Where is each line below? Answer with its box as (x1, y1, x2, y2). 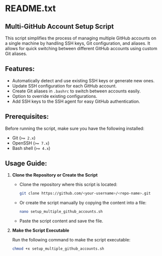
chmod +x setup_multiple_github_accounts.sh (12, 246, 104, 251)
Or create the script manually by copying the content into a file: (19, 200, 146, 206)
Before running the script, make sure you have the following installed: (5, 125, 145, 131)
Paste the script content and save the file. (19, 218, 103, 224)
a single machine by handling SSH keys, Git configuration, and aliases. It (5, 40, 150, 46)
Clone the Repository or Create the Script (12, 172, 98, 178)
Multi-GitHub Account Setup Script (5, 22, 114, 31)
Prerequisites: (5, 112, 49, 121)
